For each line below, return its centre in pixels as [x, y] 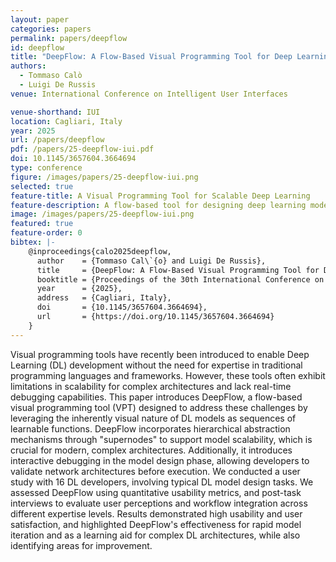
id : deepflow [37, 47]
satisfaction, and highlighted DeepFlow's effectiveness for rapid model [156, 524]
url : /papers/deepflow [57, 140]
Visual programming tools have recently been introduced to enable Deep [160, 354]
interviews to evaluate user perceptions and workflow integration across [159, 503]
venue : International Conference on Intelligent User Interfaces [149, 94]
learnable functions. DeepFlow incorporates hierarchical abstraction [150, 428]
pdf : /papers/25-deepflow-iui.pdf [82, 149]
